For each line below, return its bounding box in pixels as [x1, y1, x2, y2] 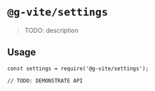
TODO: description [24, 26, 79, 34]
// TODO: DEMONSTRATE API [7, 77, 83, 84]
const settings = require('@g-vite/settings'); [7, 65, 149, 72]
